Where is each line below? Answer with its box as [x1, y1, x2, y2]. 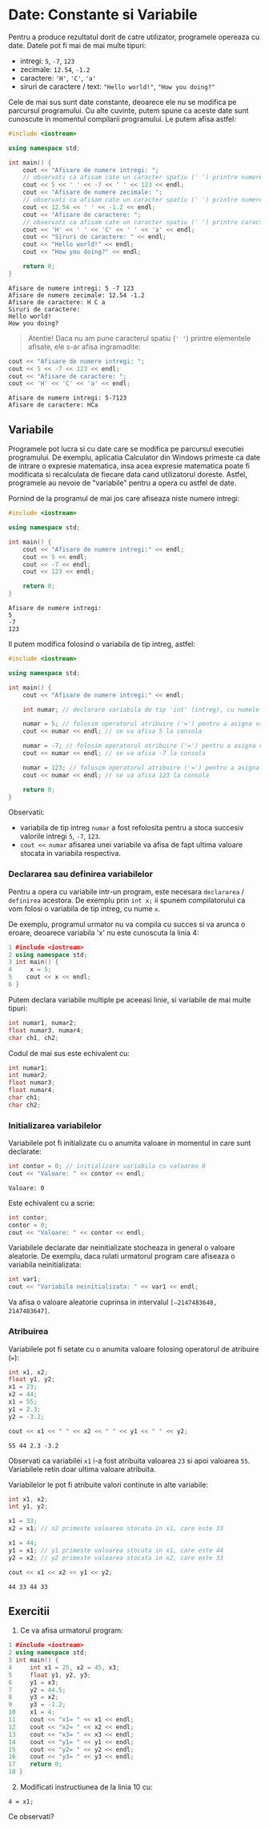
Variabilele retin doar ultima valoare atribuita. [8, 1464, 156, 1474]
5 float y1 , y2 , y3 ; [8, 1671, 91, 1679]
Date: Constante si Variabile [8, 6, 198, 24]
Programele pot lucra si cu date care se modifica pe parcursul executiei [8, 444, 244, 454]
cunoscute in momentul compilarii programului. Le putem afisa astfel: [8, 114, 236, 123]
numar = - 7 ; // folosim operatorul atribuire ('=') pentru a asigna [22, 742, 256, 750]
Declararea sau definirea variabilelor [8, 869, 154, 880]
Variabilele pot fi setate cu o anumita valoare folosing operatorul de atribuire [8, 1344, 259, 1354]
